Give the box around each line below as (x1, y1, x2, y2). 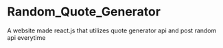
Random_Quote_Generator (7, 4, 161, 20)
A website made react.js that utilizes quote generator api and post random (7, 26, 217, 34)
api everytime (7, 33, 46, 41)
